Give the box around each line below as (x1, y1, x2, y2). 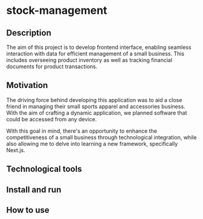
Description (6, 28, 51, 38)
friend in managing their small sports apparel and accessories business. (6, 103, 185, 110)
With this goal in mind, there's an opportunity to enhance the (6, 127, 157, 135)
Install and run (6, 185, 62, 195)
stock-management (6, 4, 108, 17)
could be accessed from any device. (6, 115, 97, 122)
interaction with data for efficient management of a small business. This (6, 50, 185, 57)
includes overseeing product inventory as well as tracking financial (6, 57, 173, 63)
